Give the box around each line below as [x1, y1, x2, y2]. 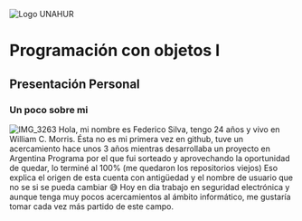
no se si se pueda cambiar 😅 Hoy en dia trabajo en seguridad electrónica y [9, 181, 290, 192]
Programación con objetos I [9, 41, 221, 61]
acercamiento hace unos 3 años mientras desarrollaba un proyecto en [9, 143, 271, 154]
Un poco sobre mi [9, 103, 89, 116]
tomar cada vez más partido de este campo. [9, 200, 175, 212]
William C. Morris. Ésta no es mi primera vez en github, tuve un [9, 133, 244, 144]
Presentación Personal [9, 76, 140, 91]
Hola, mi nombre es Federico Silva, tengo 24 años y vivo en [58, 123, 280, 135]
